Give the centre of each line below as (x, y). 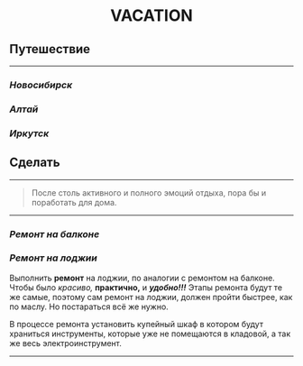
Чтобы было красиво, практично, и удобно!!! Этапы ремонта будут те (146, 287)
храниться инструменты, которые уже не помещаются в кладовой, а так (150, 334)
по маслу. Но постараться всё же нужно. (89, 307)
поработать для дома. (74, 202)
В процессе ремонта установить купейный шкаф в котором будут (137, 324)
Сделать (35, 163)
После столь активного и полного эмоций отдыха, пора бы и (149, 192)
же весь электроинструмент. (65, 343)
